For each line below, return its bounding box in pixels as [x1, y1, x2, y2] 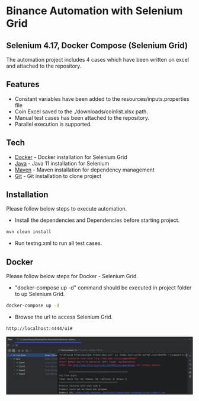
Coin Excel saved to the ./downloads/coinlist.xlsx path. [14, 108, 148, 115]
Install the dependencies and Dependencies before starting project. [14, 217, 180, 224]
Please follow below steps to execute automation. [6, 205, 127, 212]
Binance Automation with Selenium [6, 4, 183, 18]
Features [6, 79, 40, 90]
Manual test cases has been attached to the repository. [14, 114, 150, 121]
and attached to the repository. [6, 62, 82, 69]
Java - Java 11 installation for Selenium [14, 160, 110, 167]
